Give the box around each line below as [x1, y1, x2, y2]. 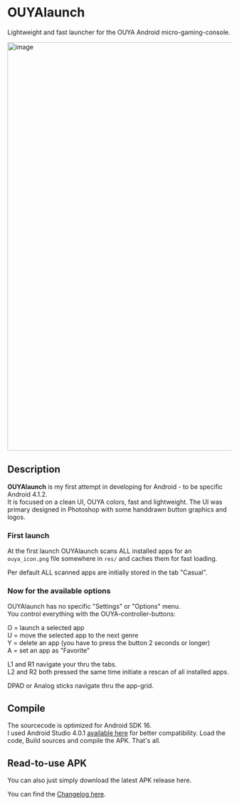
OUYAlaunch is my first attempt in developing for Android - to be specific [7, 482, 223, 491]
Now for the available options [7, 586, 111, 596]
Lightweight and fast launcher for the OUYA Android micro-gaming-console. [7, 28, 231, 36]
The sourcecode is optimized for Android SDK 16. [7, 722, 152, 730]
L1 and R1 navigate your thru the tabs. [7, 660, 117, 669]
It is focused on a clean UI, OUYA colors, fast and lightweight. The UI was [7, 497, 223, 506]
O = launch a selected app [7, 624, 85, 632]
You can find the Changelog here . [7, 789, 106, 798]
